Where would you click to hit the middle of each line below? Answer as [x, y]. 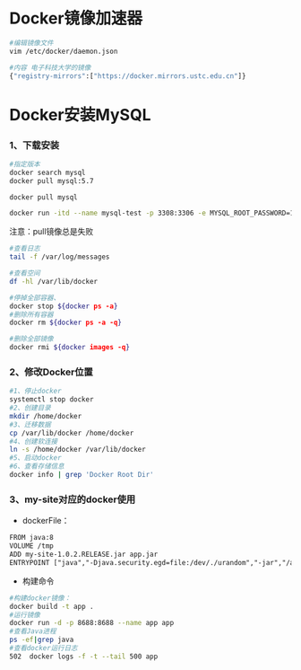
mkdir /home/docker [46, 416]
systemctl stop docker [52, 400]
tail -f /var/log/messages [60, 257]
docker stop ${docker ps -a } [64, 306]
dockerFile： [46, 521]
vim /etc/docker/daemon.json [64, 51]
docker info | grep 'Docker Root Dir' [82, 475]
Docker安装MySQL [80, 115]
